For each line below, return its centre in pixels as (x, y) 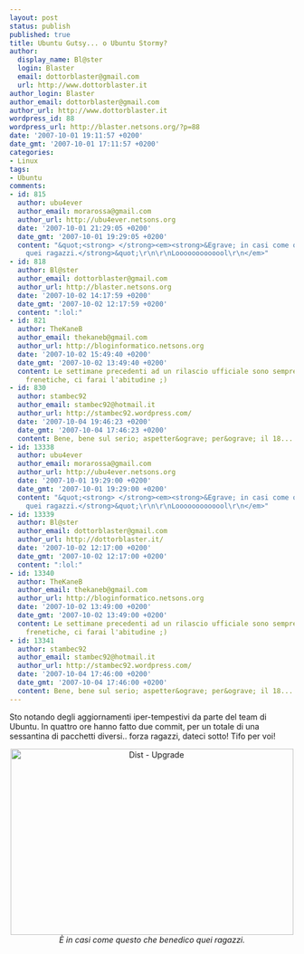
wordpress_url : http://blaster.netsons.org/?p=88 (105, 128)
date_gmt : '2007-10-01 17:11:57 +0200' (85, 144)
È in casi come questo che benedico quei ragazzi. (152, 940)
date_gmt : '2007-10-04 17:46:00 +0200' (93, 682)
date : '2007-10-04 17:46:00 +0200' (85, 674)
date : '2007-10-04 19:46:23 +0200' (85, 422)
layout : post (34, 18)
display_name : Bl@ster (60, 60)
